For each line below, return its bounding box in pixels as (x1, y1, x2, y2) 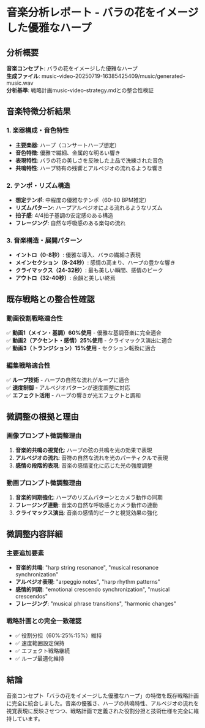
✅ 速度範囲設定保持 (15, 640, 65, 647)
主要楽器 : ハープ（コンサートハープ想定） (15, 141, 121, 149)
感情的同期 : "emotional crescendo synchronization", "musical (15, 586, 170, 593)
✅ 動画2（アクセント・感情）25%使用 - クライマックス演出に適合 (6, 336, 173, 344)
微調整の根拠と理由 (6, 411, 79, 422)
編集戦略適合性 (6, 361, 51, 370)
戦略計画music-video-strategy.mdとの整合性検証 (30, 87, 154, 94)
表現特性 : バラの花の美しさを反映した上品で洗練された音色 (15, 157, 163, 164)
